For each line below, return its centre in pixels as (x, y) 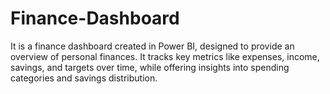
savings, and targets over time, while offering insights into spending (150, 67)
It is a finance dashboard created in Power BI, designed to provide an (152, 46)
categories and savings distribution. (84, 78)
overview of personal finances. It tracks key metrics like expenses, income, (165, 56)
